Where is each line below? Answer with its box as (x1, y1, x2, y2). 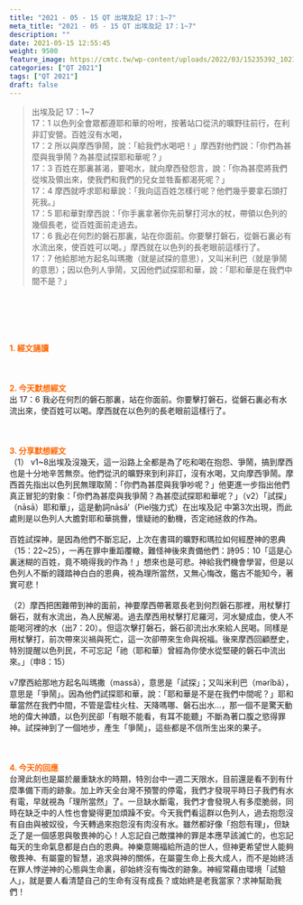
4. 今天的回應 (9, 762, 59, 772)
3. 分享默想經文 (9, 445, 67, 456)
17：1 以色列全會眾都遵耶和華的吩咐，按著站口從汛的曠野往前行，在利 (31, 117, 290, 128)
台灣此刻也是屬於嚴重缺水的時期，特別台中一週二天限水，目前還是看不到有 (9, 773, 286, 784)
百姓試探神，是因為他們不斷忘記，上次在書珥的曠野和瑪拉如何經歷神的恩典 (9, 533, 286, 544)
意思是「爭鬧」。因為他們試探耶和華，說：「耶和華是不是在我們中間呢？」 (9, 688, 278, 699)
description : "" (9, 30, 70, 39)
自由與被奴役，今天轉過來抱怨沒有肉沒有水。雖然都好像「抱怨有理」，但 (16, 818, 282, 829)
